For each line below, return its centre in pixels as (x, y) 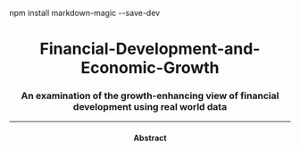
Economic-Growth (150, 68)
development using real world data (150, 107)
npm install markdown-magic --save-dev (85, 13)
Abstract (150, 138)
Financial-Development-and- (150, 49)
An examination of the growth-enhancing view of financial (150, 96)
